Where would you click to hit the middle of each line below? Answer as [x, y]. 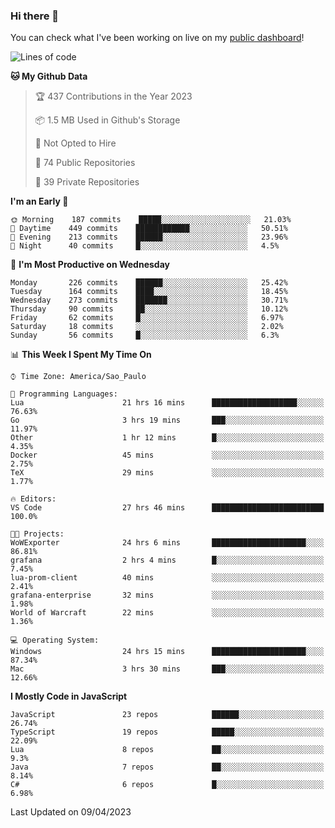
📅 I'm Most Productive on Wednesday [90, 265]
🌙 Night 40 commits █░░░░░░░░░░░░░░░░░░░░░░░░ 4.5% [145, 246]
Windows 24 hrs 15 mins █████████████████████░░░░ [167, 652]
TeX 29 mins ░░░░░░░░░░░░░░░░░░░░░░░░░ [167, 473]
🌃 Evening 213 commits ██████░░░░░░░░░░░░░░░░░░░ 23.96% [149, 237]
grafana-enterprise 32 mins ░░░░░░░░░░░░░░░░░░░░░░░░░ [167, 595]
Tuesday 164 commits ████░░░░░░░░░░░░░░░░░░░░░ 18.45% [149, 292]
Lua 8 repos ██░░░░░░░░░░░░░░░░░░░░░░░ [167, 750]
